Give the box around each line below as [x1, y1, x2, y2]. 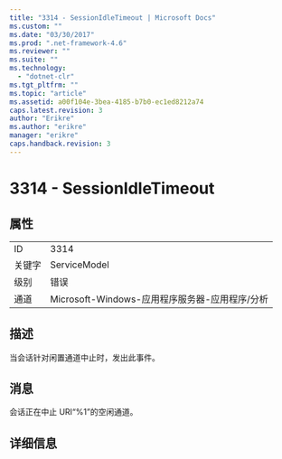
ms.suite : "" [9, 55, 59, 64]
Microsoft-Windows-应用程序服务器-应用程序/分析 [50, 293, 269, 305]
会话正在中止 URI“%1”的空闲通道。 [9, 407, 138, 417]
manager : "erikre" [9, 131, 79, 140]
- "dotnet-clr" [17, 72, 75, 81]
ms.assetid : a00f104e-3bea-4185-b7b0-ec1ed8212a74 [9, 97, 204, 107]
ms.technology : [9, 64, 67, 73]
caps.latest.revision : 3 [9, 106, 103, 115]
